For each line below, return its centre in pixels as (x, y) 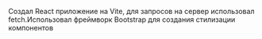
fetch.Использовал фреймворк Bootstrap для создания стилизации (122, 19)
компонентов (31, 28)
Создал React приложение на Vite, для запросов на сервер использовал (131, 11)
